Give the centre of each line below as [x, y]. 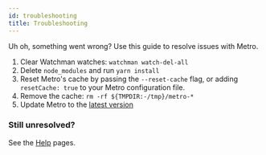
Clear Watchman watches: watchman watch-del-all [104, 62]
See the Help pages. [42, 142]
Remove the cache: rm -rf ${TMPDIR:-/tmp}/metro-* [107, 96]
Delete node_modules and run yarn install [90, 70]
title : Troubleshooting [48, 23]
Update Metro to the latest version [77, 104]
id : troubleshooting [43, 16]
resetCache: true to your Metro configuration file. [102, 87]
